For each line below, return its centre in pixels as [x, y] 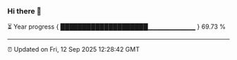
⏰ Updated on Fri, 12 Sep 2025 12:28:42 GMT [73, 50]
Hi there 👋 [25, 11]
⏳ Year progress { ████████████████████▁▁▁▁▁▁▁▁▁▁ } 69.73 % [117, 27]
